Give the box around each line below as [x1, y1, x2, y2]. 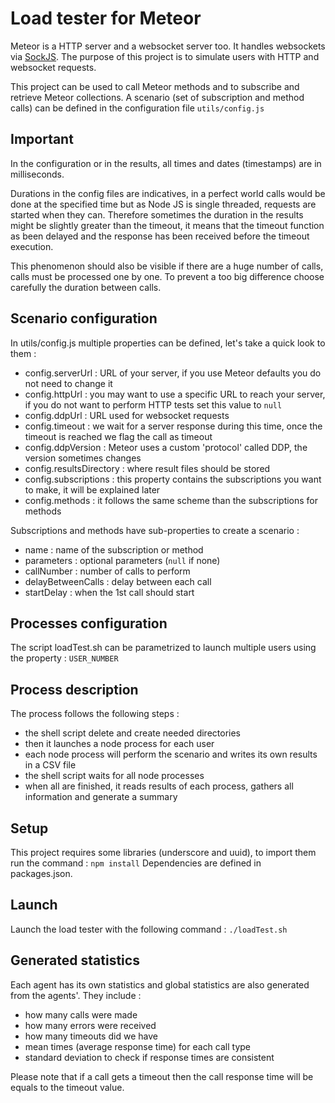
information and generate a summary [24, 791, 178, 803]
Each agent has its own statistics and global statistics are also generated [10, 978, 310, 991]
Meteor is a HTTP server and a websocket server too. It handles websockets [10, 40, 326, 52]
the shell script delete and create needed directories [24, 727, 241, 739]
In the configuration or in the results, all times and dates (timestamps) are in [10, 157, 322, 169]
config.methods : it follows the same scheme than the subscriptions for [24, 494, 319, 506]
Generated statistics [10, 952, 140, 969]
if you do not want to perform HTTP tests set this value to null [24, 398, 283, 411]
